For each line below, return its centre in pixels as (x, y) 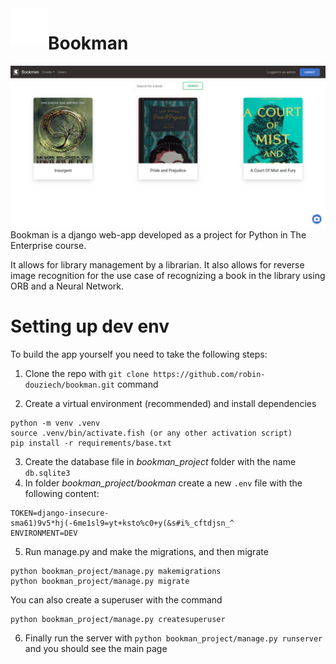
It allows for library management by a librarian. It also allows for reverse (157, 264)
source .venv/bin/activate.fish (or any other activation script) (151, 433)
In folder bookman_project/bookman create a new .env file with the (163, 483)
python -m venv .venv (55, 423)
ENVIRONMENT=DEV (44, 533)
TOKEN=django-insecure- (60, 513)
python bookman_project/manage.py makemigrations (116, 571)
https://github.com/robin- (209, 374)
